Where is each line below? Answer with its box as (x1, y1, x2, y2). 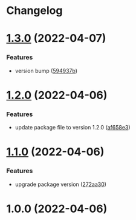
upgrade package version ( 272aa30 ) (15, 180, 107, 188)
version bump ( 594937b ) (15, 67, 77, 74)
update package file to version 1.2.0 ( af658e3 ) (15, 124, 131, 131)
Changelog (6, 4, 63, 18)
